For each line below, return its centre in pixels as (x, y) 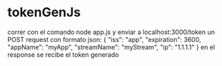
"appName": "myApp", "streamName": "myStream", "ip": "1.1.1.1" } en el (111, 47)
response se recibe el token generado (63, 55)
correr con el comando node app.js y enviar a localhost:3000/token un (111, 32)
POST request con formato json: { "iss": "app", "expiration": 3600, (104, 39)
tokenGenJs (44, 12)
